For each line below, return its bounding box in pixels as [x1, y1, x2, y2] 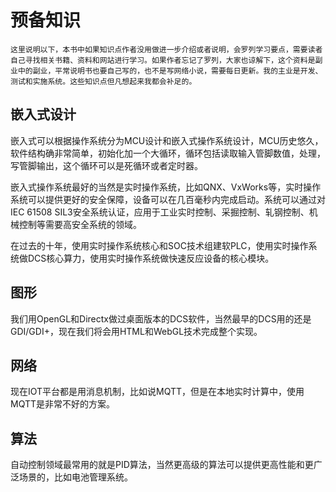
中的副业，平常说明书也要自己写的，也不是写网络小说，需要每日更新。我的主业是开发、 [17, 66, 323, 76]
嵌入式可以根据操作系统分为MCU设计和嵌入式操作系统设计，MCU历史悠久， [10, 134, 324, 146]
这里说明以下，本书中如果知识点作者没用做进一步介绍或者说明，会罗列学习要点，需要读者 [10, 44, 323, 55]
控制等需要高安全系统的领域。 [18, 218, 142, 230]
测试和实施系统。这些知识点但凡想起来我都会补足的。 [10, 76, 197, 86]
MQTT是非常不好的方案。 [10, 398, 116, 410]
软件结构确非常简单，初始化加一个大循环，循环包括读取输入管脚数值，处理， [10, 147, 326, 159]
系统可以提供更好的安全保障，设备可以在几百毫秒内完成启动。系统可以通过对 [10, 193, 326, 205]
